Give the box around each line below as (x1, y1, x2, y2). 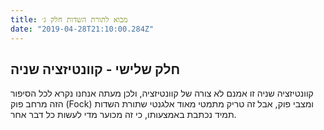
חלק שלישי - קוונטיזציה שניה (10, 61, 181, 78)
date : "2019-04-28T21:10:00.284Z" (10, 24, 155, 34)
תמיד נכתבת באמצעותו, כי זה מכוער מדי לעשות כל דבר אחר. (10, 109, 237, 121)
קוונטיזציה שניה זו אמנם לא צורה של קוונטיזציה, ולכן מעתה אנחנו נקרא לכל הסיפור (10, 87, 314, 100)
